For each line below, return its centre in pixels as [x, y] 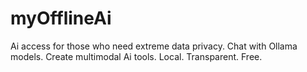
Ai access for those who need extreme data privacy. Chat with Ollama [154, 46]
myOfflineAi [61, 18]
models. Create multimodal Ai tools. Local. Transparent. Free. [136, 56]
